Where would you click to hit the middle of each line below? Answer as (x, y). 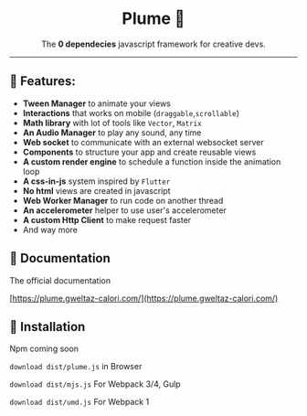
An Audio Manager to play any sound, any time (112, 133)
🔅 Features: (42, 81)
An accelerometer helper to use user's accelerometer (124, 210)
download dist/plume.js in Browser (76, 367)
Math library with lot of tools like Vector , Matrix (112, 123)
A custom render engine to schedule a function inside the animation (152, 161)
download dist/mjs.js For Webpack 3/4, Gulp (95, 384)
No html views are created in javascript (96, 190)
